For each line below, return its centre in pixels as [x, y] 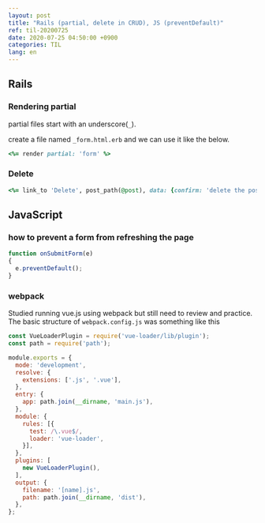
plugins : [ [33, 461]
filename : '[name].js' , [62, 490]
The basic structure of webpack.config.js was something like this [114, 322]
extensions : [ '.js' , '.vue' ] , [72, 380]
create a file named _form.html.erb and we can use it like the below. [119, 139]
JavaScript [35, 215]
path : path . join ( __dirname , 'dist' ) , [84, 497]
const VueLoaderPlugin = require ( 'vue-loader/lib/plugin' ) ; [109, 337]
